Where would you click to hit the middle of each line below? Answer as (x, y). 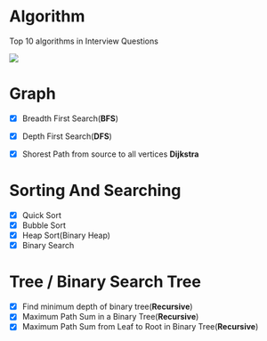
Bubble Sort (44, 225)
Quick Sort (42, 215)
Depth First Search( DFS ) (67, 136)
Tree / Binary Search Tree (105, 282)
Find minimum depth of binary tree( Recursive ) (107, 307)
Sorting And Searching (95, 191)
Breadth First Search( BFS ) (70, 118)
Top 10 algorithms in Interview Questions (84, 41)
